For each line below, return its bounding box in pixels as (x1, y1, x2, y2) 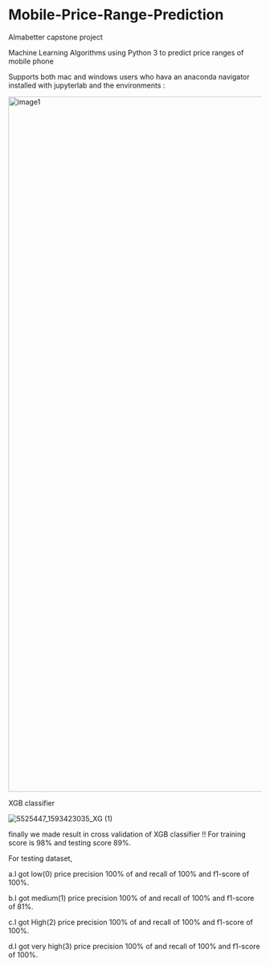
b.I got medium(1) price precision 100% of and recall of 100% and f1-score (8, 893, 255, 903)
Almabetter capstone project (8, 32, 103, 42)
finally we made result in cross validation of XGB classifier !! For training (8, 829, 247, 839)
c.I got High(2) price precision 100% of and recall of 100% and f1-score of (8, 917, 253, 927)
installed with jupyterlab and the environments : (8, 80, 166, 90)
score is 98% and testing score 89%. (8, 837, 132, 847)
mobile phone (8, 56, 54, 66)
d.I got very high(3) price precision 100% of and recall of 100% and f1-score (8, 941, 260, 951)
